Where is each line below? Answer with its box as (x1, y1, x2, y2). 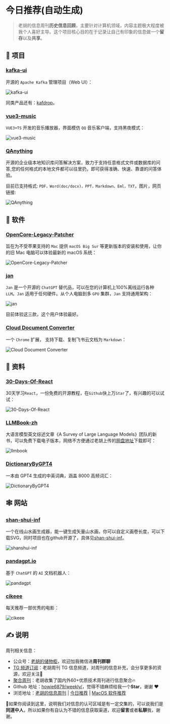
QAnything (6, 147, 33, 155)
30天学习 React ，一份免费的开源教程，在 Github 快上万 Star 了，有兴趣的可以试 (6, 390, 164, 396)
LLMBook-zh (6, 419, 38, 426)
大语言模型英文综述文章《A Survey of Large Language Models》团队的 (6, 431, 153, 437)
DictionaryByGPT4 (6, 461, 52, 468)
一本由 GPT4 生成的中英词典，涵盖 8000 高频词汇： (6, 472, 113, 479)
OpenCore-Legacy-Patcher (6, 231, 74, 238)
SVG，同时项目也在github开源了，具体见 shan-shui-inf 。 (10, 535, 127, 541)
